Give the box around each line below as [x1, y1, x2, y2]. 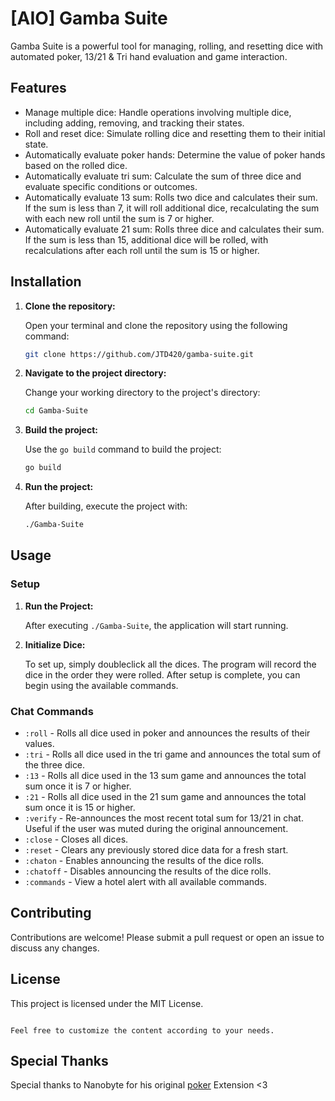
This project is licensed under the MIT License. [10, 997, 204, 1009]
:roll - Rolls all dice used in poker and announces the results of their [24, 727, 311, 739]
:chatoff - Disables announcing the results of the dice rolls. [24, 865, 272, 877]
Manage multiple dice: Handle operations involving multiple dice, [24, 106, 292, 118]
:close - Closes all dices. [24, 833, 129, 846]
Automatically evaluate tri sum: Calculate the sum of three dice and [24, 170, 302, 182]
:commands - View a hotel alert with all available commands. [24, 876, 268, 888]
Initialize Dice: [24, 638, 86, 651]
